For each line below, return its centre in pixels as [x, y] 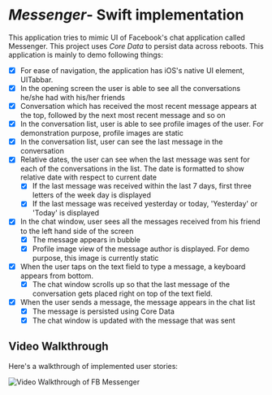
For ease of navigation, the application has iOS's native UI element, [132, 70]
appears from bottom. [57, 276]
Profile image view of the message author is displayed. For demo [141, 249]
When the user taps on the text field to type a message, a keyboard [133, 267]
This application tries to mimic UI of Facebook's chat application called [127, 37]
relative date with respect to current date [88, 177]
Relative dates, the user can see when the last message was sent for [135, 159]
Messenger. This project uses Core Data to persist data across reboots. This [136, 46]
